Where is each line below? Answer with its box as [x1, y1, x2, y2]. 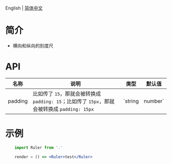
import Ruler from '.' [14, 145, 63, 150]
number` [143, 97, 164, 104]
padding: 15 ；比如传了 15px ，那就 [32, 98, 115, 105]
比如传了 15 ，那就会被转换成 [32, 90, 101, 97]
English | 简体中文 [5, 5, 43, 11]
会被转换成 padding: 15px [32, 105, 94, 112]
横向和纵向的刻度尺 [12, 42, 54, 49]
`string [123, 97, 139, 104]
